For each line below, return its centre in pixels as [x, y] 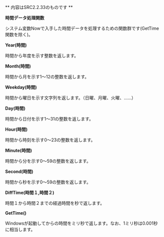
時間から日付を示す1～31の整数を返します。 [49, 119]
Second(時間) [19, 172]
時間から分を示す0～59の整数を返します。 [48, 161]
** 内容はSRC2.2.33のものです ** [39, 7]
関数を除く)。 [19, 34]
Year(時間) [16, 45]
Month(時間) [18, 66]
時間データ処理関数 [25, 18]
